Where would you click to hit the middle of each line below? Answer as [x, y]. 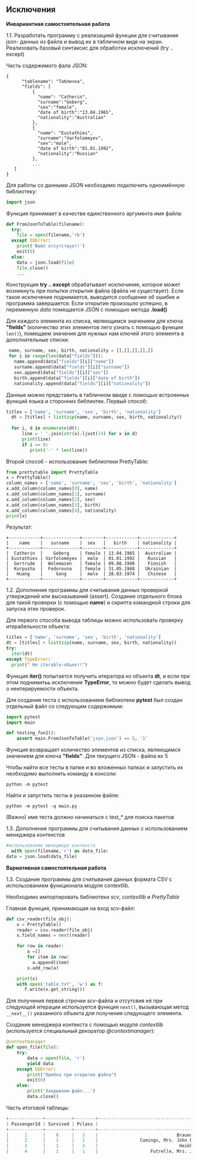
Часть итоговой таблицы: [38, 1108]
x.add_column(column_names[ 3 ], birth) [53, 505]
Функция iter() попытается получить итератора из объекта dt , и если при [98, 676]
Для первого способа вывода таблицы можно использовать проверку [95, 620]
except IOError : [31, 241]
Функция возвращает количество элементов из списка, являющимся [93, 750]
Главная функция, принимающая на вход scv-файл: [71, 908]
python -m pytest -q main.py [42, 806]
